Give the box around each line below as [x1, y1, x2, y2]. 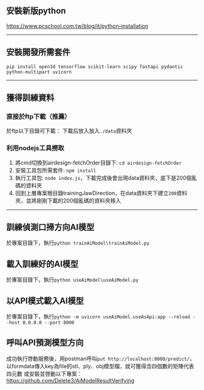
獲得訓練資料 [6, 93, 55, 103]
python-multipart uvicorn [6, 69, 72, 75]
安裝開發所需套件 [6, 47, 70, 58]
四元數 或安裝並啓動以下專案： [6, 370, 83, 377]
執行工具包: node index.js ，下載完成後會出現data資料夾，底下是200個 [15, 174, 192, 181]
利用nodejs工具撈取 [6, 144, 65, 152]
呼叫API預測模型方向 [6, 338, 84, 348]
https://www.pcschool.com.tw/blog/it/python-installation [6, 22, 149, 29]
